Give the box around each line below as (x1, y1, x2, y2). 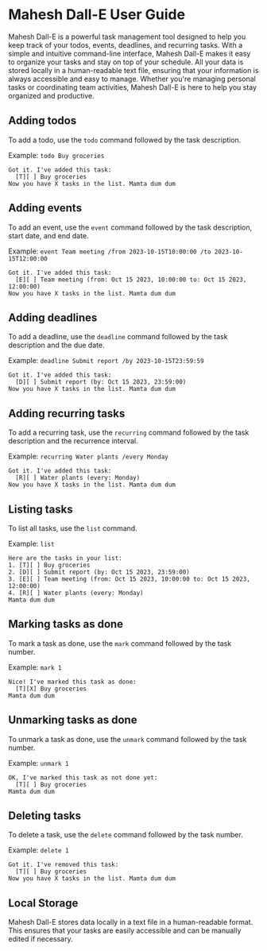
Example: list (8, 539, 55, 548)
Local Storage (8, 896, 79, 910)
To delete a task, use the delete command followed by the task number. (8, 830, 244, 840)
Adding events (8, 201, 82, 215)
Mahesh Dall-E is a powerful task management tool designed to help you (8, 32, 246, 41)
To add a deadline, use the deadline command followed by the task (8, 332, 228, 342)
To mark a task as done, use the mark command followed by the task (8, 638, 232, 648)
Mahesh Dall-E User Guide (8, 6, 185, 24)
